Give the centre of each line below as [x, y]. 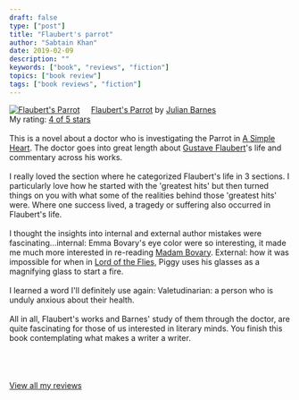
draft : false [33, 17]
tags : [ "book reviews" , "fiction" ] [75, 84]
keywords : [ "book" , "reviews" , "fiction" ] [89, 68]
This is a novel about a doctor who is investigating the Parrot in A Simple [142, 138]
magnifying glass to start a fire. [66, 271]
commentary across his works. [66, 157]
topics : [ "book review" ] [55, 76]
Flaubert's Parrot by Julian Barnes [154, 109]
